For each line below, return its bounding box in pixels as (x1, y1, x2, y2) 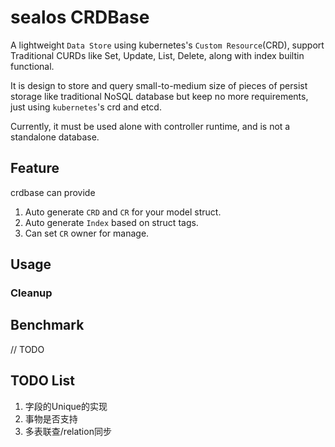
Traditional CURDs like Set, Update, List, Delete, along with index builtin (10, 49, 305, 61)
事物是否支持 (24, 412, 78, 425)
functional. (10, 60, 55, 72)
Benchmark (10, 317, 85, 334)
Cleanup (10, 286, 53, 300)
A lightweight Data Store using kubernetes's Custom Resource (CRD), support (10, 39, 325, 51)
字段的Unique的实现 (24, 400, 108, 412)
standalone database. (10, 131, 100, 143)
